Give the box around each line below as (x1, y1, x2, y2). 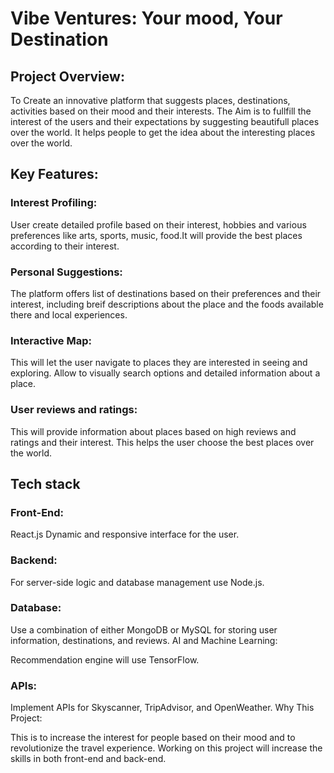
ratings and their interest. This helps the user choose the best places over (10, 436, 315, 448)
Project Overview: (10, 68, 125, 85)
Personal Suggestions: (10, 265, 123, 279)
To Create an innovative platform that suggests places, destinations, (10, 95, 291, 106)
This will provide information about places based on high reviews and (10, 425, 297, 437)
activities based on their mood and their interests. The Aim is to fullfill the (10, 105, 312, 117)
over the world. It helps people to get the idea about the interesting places (10, 127, 316, 138)
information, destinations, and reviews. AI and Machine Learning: (10, 634, 278, 646)
